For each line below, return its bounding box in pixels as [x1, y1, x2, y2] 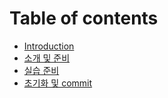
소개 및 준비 [23, 52, 71, 64]
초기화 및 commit [23, 77, 93, 89]
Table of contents [9, 7, 159, 30]
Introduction [23, 40, 75, 52]
